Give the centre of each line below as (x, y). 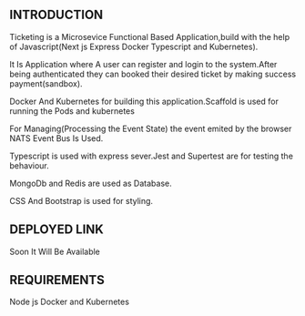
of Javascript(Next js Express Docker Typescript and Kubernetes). (134, 46)
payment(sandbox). (46, 83)
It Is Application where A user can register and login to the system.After (143, 64)
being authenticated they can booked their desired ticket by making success (153, 74)
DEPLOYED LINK (57, 230)
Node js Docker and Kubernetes (70, 302)
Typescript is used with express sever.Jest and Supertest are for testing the (152, 156)
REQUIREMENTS (57, 280)
